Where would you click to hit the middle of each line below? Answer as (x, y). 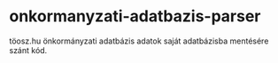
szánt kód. (28, 50)
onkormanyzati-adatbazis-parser (135, 16)
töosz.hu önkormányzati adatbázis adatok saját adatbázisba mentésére (139, 41)
